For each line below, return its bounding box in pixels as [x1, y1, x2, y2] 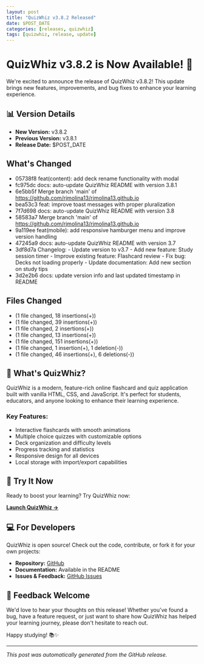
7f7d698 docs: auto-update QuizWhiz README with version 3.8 [15, 207, 175, 214]
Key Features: [6, 412, 49, 421]
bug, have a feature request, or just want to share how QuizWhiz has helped [6, 613, 197, 620]
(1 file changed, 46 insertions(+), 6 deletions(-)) [15, 351, 135, 358]
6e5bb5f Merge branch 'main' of [15, 188, 97, 195]
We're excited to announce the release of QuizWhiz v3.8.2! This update [6, 78, 185, 85]
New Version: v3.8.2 [15, 128, 67, 135]
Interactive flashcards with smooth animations [15, 426, 131, 433]
